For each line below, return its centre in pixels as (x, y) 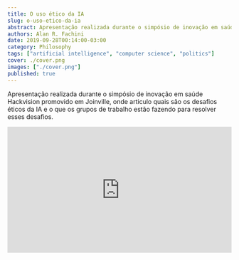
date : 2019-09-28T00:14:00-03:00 (57, 41)
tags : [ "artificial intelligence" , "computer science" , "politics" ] (111, 54)
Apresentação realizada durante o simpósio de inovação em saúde (105, 94)
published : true (31, 73)
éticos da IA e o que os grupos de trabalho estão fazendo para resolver (112, 109)
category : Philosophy (39, 47)
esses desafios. (30, 116)
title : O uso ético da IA (46, 14)
